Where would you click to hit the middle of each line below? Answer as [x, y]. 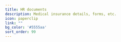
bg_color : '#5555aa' [26, 28]
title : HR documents [26, 9]
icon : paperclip [21, 18]
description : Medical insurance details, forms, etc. [61, 14]
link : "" [14, 23]
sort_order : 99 [20, 32]
